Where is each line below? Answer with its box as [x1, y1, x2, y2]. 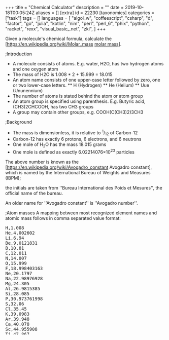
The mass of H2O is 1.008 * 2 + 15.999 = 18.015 [12, 71, 113, 78]
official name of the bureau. [5, 190, 63, 196]
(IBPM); [5, 175, 21, 181]
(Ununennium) [12, 88, 43, 93]
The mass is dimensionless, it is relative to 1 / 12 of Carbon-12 [12, 129, 138, 137]
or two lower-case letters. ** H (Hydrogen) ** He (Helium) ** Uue [12, 82, 150, 88]
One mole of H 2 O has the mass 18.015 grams [12, 141, 107, 149]
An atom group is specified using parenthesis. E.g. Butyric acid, [12, 98, 146, 104]
